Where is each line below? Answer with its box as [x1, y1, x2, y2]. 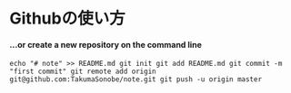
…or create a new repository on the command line [9, 39, 203, 50]
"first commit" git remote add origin [9, 67, 156, 77]
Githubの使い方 [9, 8, 125, 29]
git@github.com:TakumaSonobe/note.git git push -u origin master [9, 75, 262, 84]
